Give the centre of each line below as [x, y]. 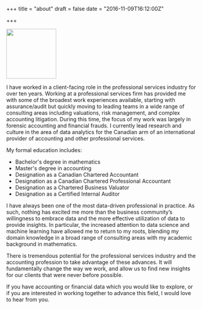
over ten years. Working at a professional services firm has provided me [96, 94]
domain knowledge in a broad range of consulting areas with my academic [99, 237]
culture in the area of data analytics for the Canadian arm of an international [101, 132]
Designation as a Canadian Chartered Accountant [77, 175]
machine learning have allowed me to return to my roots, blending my [93, 231]
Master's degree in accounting [53, 168]
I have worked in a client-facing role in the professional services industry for [101, 87]
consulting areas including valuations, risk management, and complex [93, 113]
